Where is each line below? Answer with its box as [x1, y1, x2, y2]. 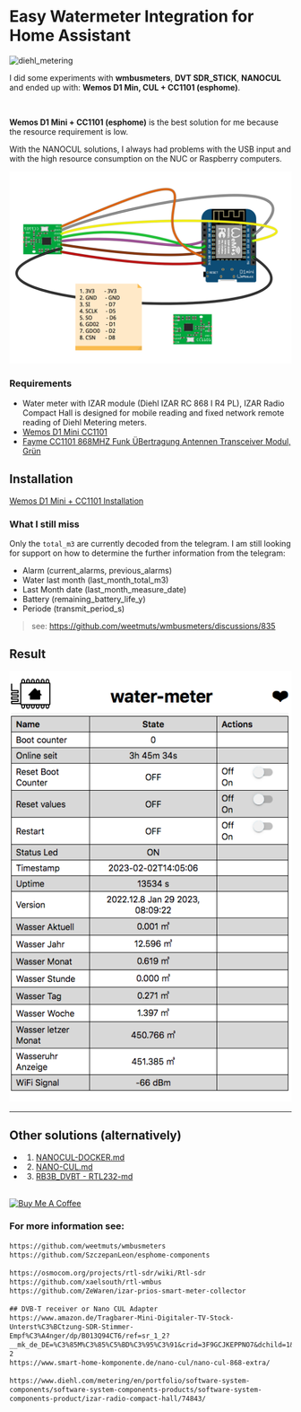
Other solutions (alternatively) [9, 1128, 182, 1144]
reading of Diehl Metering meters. [21, 417, 148, 427]
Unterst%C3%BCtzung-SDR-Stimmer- [9, 1322, 134, 1331]
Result [9, 646, 47, 662]
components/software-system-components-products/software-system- [9, 1385, 262, 1394]
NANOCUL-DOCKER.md [35, 1152, 125, 1162]
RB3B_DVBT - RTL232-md [35, 1171, 133, 1181]
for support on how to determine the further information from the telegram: [9, 548, 286, 558]
